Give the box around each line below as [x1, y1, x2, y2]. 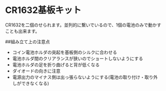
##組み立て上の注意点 [5, 38, 50, 45]
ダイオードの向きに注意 [12, 68, 61, 74]
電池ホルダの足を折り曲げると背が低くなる [12, 62, 100, 68]
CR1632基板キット [5, 4, 82, 16]
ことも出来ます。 [5, 28, 40, 34]
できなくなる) [21, 80, 49, 86]
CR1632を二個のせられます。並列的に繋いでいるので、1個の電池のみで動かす [5, 22, 162, 28]
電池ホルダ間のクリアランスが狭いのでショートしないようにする [12, 55, 143, 61]
